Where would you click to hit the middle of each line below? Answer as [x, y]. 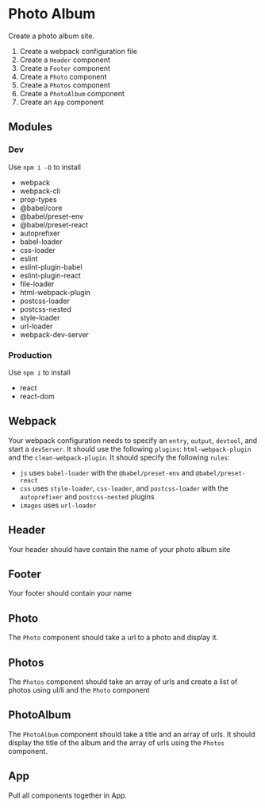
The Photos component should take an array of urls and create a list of [123, 682]
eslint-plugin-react [50, 275]
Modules [31, 127]
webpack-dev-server [54, 334]
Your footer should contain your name [70, 593]
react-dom [37, 396]
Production [30, 355]
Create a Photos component [65, 85]
